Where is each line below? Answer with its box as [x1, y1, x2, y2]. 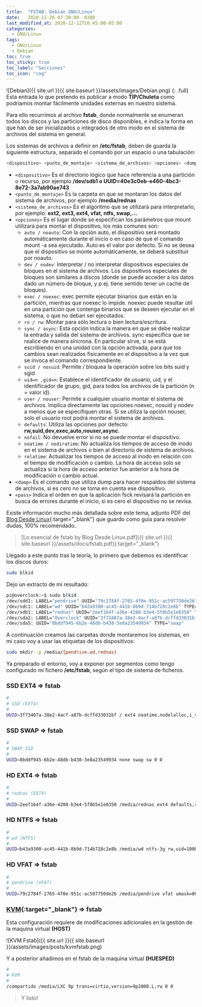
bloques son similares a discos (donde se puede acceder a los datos [23, 273, 194, 281]
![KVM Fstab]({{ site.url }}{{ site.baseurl [6, 937, 105, 944]
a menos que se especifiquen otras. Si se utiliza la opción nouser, [23, 408, 186, 416]
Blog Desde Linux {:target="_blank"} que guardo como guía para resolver [6, 516, 186, 523]
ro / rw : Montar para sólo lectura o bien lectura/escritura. [23, 319, 168, 326]
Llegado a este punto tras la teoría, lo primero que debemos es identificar [6, 552, 188, 559]
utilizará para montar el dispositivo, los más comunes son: [14, 222, 159, 229]
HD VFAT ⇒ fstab [6, 861, 57, 869]
